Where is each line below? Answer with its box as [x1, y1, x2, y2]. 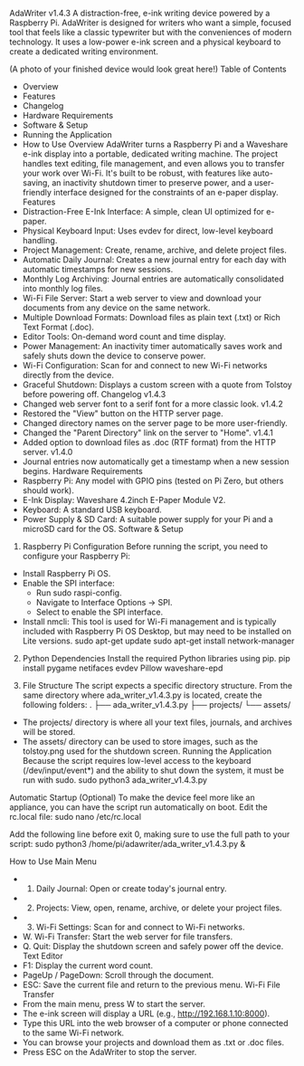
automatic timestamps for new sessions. [22, 264, 174, 274]
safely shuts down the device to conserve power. [22, 350, 206, 361]
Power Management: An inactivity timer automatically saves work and [22, 341, 283, 351]
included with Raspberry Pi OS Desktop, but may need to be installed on [22, 626, 292, 636]
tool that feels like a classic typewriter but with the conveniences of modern [9, 27, 292, 37]
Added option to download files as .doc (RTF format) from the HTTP [22, 437, 276, 447]
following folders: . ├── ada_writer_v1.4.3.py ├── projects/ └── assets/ [22, 700, 291, 709]
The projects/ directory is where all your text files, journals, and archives [22, 717, 292, 728]
